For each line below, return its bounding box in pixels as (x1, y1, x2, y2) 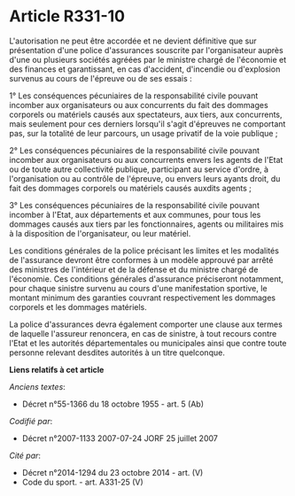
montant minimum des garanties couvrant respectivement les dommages (9, 292, 276, 303)
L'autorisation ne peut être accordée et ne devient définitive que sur (9, 35, 257, 46)
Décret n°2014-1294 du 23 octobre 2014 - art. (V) (21, 467, 204, 477)
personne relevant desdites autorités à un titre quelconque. (9, 347, 226, 358)
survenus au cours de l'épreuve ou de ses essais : (9, 73, 192, 83)
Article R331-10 (9, 6, 126, 27)
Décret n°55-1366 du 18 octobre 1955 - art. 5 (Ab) (21, 399, 205, 409)
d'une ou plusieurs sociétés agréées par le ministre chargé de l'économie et (9, 54, 286, 65)
